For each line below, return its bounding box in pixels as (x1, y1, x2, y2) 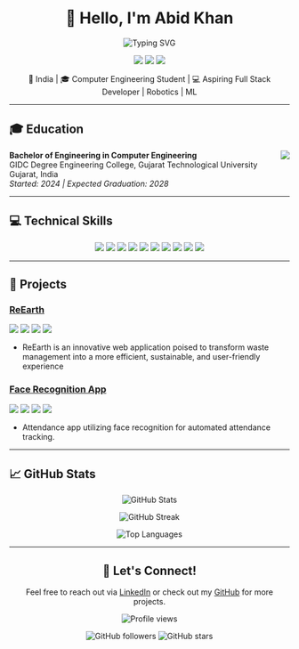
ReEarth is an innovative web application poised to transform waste (21, 342, 270, 353)
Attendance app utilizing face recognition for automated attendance (21, 422, 271, 433)
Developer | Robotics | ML (101, 86, 198, 97)
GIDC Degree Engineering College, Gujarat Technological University (9, 159, 258, 170)
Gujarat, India (9, 168, 59, 179)
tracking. (21, 431, 55, 442)
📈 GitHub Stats (9, 466, 96, 482)
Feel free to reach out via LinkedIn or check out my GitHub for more (25, 587, 274, 597)
